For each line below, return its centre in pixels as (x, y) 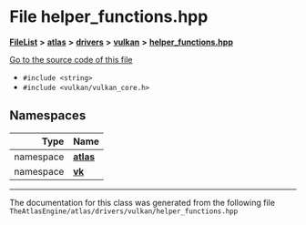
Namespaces (48, 116)
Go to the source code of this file (71, 59)
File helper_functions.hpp (109, 17)
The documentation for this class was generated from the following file (143, 202)
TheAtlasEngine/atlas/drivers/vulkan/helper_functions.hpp (124, 211)
